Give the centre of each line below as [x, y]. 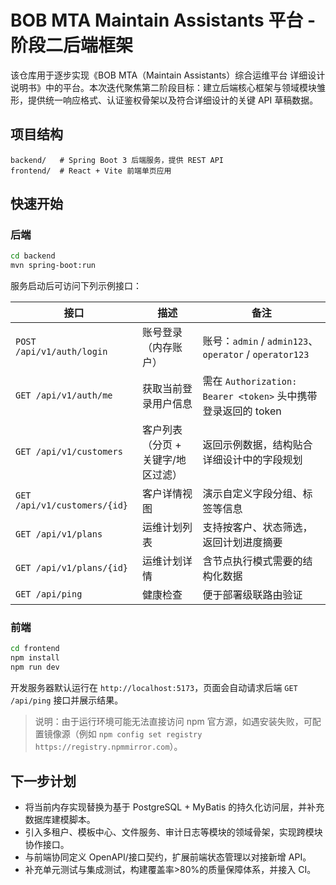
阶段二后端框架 [72, 45]
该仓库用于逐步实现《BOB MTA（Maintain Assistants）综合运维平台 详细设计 [168, 75]
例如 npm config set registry [140, 734]
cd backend [33, 256]
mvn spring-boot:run [53, 266]
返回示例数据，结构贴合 [257, 445]
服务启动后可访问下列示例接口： [76, 286]
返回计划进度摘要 [242, 543]
